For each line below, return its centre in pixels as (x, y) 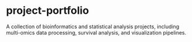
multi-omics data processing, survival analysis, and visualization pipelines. (96, 32)
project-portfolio (48, 11)
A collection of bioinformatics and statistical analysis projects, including (93, 26)
